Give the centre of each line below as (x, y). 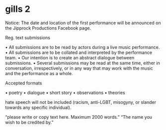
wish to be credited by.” (29, 122)
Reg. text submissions (28, 38)
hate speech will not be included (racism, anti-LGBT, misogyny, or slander (81, 102)
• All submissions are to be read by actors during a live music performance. (83, 47)
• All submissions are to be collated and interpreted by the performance (79, 52)
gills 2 (18, 9)
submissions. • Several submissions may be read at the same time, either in (83, 63)
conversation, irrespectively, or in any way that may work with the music (79, 68)
